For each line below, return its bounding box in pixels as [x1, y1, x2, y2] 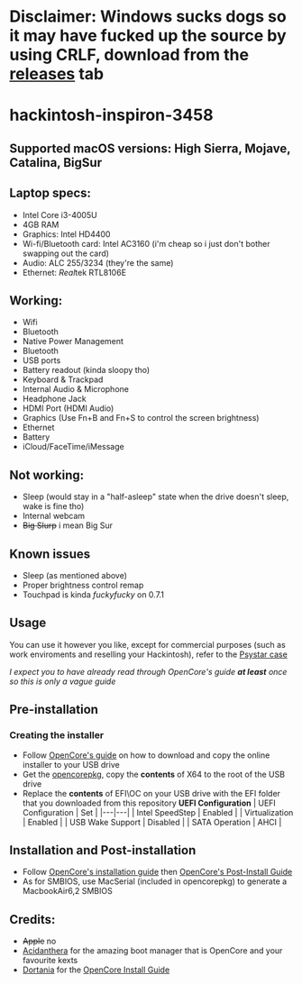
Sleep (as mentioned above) [22, 570, 128, 581]
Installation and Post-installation [9, 843, 197, 858]
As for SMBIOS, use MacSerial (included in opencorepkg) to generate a [22, 876, 288, 887]
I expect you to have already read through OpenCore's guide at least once [9, 666, 288, 677]
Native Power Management [22, 336, 124, 347]
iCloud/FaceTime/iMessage [22, 442, 124, 452]
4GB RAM [22, 219, 59, 230]
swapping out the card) [22, 248, 110, 259]
